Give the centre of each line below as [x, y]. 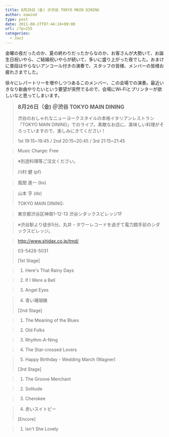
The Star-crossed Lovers [51, 350]
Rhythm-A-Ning [41, 339]
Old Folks [35, 330]
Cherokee [35, 398]
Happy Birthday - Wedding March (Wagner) [70, 359]
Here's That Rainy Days [49, 270]
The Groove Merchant [48, 379]
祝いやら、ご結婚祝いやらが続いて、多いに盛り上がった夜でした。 [82, 59]
